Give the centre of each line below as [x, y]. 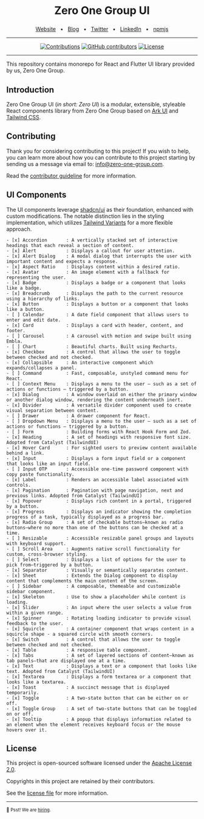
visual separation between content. [53, 410]
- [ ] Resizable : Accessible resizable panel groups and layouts [100, 538]
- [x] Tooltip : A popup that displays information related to [99, 719]
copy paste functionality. [40, 474]
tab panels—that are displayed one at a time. [66, 661]
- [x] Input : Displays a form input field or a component [96, 458]
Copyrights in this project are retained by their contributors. [80, 781]
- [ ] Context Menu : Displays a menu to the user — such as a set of [102, 384]
